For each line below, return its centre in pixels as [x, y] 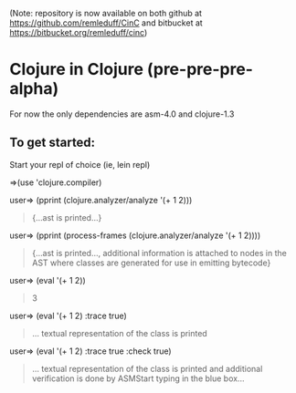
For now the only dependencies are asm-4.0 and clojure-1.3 [122, 114]
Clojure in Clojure [77, 70]
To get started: [53, 143]
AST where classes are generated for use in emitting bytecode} [151, 263]
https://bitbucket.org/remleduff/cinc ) [79, 32]
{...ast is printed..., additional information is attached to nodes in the [159, 253]
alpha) [34, 89]
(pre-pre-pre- [200, 70]
